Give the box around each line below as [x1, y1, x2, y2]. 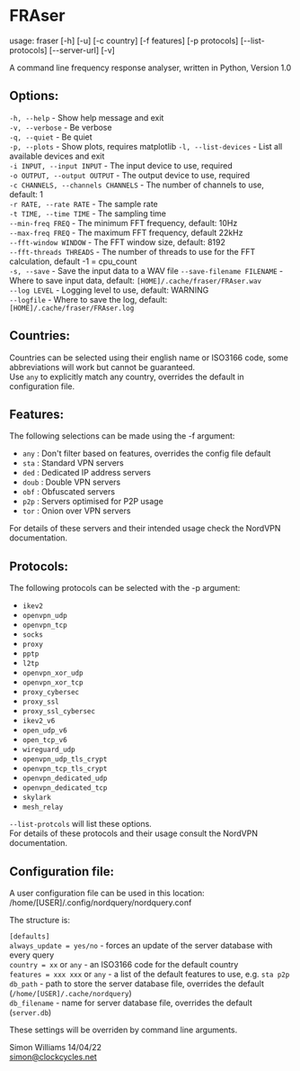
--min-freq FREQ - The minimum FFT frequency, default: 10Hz [9, 217, 238, 228]
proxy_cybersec [22, 688, 80, 697]
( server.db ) [9, 1007, 52, 1018]
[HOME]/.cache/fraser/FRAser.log [9, 304, 135, 313]
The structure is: [9, 915, 70, 925]
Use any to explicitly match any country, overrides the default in [9, 371, 244, 382]
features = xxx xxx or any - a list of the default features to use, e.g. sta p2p [9, 969, 290, 979]
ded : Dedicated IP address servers [22, 467, 151, 478]
